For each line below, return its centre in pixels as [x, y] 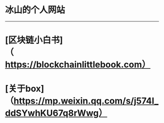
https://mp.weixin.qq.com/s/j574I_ [86, 101]
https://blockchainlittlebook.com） [78, 65]
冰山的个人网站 [35, 10]
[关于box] [25, 89]
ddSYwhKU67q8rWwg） [56, 113]
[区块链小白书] [34, 40]
